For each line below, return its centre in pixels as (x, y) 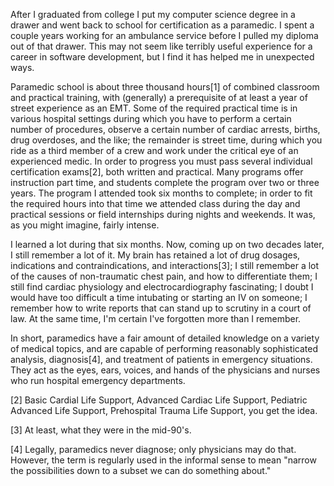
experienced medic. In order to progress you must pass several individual (161, 161)
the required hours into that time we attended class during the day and (155, 203)
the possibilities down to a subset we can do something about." (141, 470)
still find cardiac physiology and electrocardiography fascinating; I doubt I (162, 287)
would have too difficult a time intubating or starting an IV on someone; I (159, 297)
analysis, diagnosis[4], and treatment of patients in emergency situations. (161, 359)
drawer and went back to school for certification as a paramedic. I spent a (162, 25)
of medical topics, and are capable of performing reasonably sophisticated (164, 348)
